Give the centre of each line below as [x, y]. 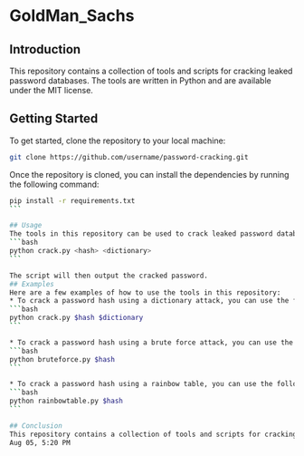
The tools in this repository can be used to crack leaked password [141, 234]
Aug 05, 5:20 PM [40, 442]
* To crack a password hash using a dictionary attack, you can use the [149, 301]
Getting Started [54, 119]
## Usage [26, 226]
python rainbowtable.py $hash [66, 401]
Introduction [45, 49]
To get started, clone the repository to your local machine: [118, 141]
